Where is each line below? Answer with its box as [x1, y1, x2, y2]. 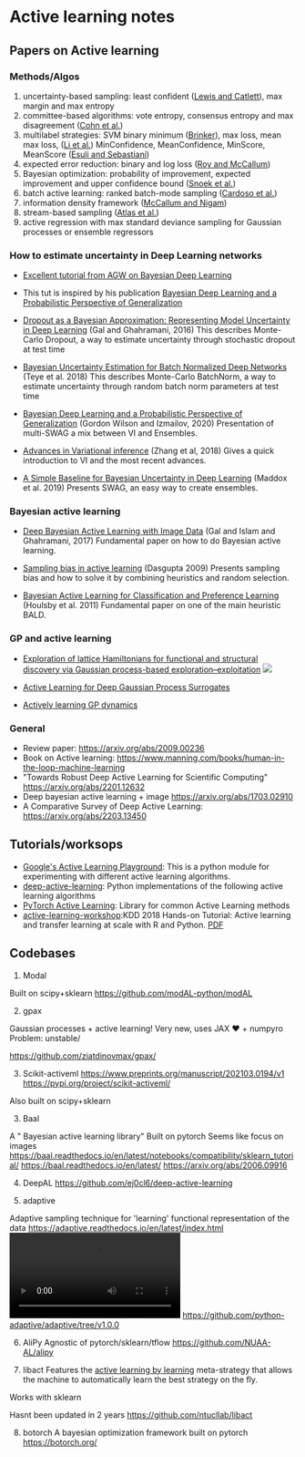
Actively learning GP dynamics [22, 699, 138, 710]
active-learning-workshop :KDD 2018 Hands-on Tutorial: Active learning [22, 909, 291, 920]
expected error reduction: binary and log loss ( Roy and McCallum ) [22, 158, 271, 170]
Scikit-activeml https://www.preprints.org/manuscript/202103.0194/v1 [22, 1068, 285, 1079]
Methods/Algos [9, 70, 80, 83]
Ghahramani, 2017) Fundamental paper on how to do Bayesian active [22, 535, 281, 546]
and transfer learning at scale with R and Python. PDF [22, 919, 224, 930]
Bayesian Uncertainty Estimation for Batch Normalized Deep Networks [22, 362, 288, 373]
